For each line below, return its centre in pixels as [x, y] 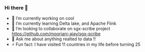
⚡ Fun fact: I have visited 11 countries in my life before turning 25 [76, 44]
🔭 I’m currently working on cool [43, 18]
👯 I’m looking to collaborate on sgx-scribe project [61, 29]
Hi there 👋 [16, 8]
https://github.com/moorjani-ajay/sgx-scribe [56, 34]
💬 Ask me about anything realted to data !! [54, 39]
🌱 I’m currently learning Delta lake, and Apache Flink [64, 23]
